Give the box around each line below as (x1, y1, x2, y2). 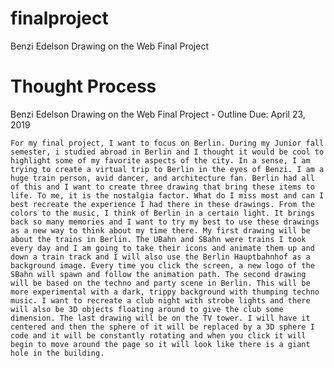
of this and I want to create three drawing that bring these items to (10, 182, 315, 192)
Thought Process (10, 75, 157, 98)
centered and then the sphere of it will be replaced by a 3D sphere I (10, 322, 315, 332)
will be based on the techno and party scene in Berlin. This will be (10, 278, 311, 288)
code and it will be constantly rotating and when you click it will (10, 330, 307, 341)
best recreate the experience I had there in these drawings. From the (10, 199, 315, 209)
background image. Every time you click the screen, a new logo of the (10, 260, 315, 271)
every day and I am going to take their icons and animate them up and (10, 243, 315, 253)
